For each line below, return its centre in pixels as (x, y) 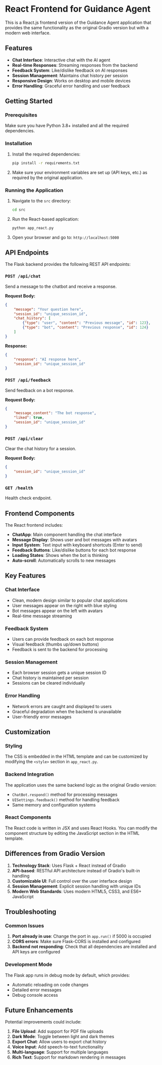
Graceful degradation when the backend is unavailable (67, 711)
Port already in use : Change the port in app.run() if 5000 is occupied (81, 936)
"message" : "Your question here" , (49, 309)
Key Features (25, 576)
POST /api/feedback (28, 380)
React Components (28, 817)
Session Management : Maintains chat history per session (70, 75)
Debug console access (35, 995)
